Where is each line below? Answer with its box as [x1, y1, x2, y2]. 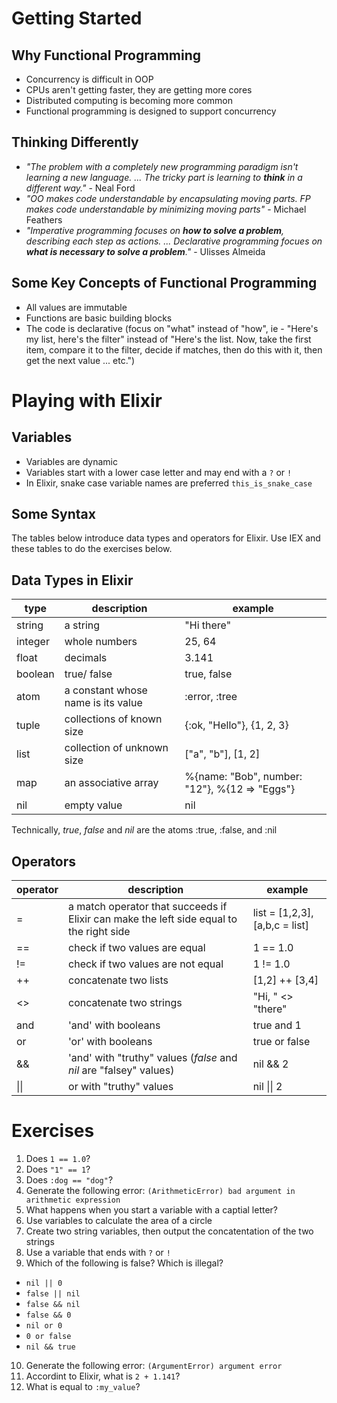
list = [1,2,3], [252, 906, 314, 920]
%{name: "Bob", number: [184, 770, 303, 784]
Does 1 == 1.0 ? [25, 1153, 91, 1164]
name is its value [64, 696, 143, 710]
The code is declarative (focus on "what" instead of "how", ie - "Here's [25, 322, 319, 334]
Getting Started [11, 7, 143, 30]
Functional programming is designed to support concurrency [25, 105, 277, 117]
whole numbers [64, 635, 138, 649]
